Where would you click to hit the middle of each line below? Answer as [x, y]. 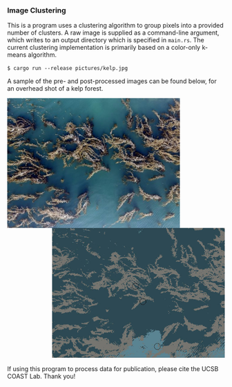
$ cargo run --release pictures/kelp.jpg [68, 69]
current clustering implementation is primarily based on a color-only [104, 48]
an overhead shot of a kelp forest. [55, 89]
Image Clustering [37, 10]
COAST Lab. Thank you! [41, 377]
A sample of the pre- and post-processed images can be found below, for [112, 81]
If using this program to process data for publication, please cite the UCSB [113, 369]
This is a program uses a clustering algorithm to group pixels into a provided [116, 26]
